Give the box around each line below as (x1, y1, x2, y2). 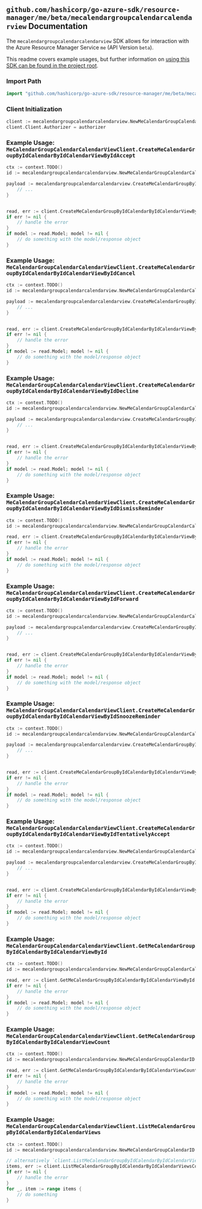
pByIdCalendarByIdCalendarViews (6, 1129, 101, 1136)
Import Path (6, 77, 41, 85)
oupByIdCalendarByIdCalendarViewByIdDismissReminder (6, 505, 164, 512)
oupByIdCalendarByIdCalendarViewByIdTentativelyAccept (6, 831, 170, 838)
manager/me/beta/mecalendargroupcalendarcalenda (6, 13, 192, 22)
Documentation (28, 21, 88, 31)
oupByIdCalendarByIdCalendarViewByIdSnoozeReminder (6, 713, 161, 720)
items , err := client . (6, 1163, 63, 1170)
